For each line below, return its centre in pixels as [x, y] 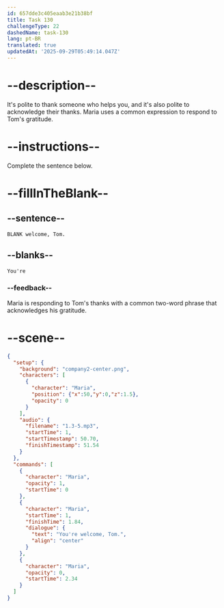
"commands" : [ [33, 464]
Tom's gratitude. [30, 119]
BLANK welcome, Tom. [37, 234]
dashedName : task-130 [38, 33]
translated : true [32, 45]
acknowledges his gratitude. [47, 310]
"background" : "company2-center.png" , [74, 369]
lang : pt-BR [24, 39]
